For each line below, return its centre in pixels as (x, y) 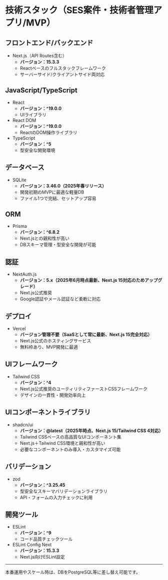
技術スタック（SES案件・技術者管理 (79, 10)
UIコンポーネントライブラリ (48, 412)
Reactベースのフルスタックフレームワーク (63, 68)
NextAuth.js (24, 274)
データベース (25, 168)
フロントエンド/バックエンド (49, 43)
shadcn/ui (23, 425)
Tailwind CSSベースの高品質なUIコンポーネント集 (70, 437)
